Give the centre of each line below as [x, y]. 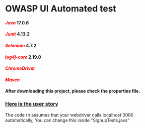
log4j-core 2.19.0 [23, 57]
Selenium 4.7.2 [21, 45]
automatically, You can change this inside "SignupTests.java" [68, 120]
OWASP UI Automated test [61, 9]
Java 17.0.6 [17, 22]
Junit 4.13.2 [17, 34]
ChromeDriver [20, 68]
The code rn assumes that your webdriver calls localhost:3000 [69, 115]
